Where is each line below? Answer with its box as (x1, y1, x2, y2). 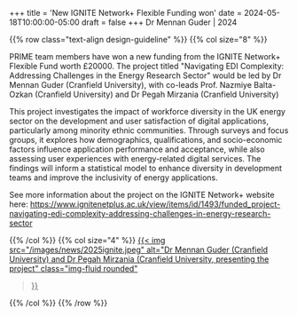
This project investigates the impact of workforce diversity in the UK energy (9, 107, 286, 116)
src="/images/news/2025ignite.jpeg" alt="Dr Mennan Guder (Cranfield (9, 244, 269, 255)
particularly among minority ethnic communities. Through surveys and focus (9, 125, 289, 136)
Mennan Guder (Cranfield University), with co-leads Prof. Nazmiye (9, 80, 253, 90)
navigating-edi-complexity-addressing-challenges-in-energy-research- (9, 209, 271, 218)
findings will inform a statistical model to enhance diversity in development (9, 163, 282, 173)
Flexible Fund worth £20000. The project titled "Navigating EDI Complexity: (9, 61, 285, 71)
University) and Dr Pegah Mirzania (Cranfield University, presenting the (9, 254, 270, 265)
